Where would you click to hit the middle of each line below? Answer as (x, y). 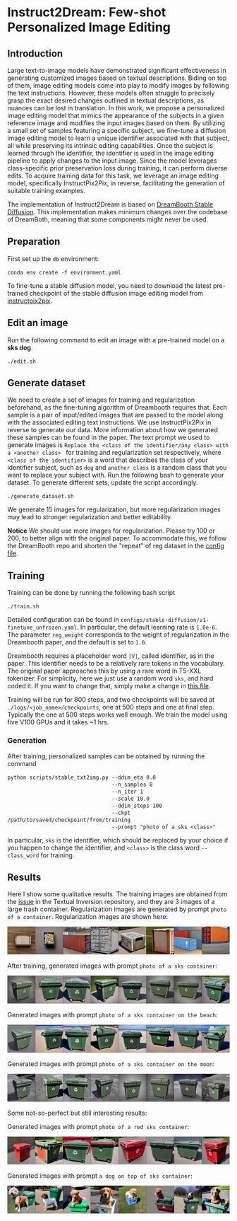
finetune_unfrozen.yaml (42, 628)
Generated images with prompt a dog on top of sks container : (100, 1176)
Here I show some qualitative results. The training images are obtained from (117, 894)
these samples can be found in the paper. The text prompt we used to (109, 438)
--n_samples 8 (132, 785)
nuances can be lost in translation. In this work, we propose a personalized (116, 108)
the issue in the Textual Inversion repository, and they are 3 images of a (111, 902)
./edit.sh (22, 361)
